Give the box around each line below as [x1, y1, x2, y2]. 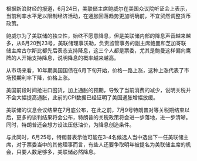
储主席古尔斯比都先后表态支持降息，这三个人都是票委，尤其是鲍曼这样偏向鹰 [6, 47, 191, 54]
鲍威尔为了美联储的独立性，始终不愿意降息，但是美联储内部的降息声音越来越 [6, 32, 191, 39]
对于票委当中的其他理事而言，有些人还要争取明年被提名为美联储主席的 [16, 141, 186, 148]
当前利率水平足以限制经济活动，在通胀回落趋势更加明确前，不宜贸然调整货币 [6, 12, 191, 19]
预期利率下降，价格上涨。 [11, 74, 73, 81]
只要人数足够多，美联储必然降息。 [16, 149, 98, 155]
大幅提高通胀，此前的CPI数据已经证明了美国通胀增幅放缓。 [16, 94, 158, 101]
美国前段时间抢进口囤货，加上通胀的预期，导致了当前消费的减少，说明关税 [6, 87, 186, 93]
